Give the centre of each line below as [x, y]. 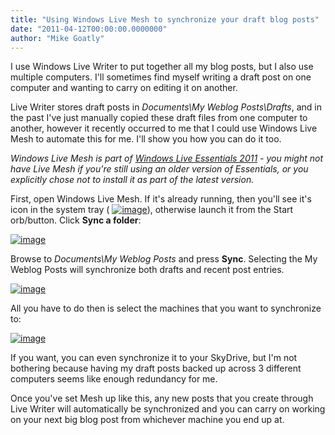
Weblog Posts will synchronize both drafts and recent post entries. [147, 270]
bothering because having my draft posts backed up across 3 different [156, 368]
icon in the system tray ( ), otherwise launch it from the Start [152, 210]
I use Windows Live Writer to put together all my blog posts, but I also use [162, 67]
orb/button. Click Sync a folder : [76, 220]
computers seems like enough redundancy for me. [114, 379]
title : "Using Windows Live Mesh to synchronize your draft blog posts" [165, 19]
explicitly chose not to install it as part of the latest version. [132, 180]
